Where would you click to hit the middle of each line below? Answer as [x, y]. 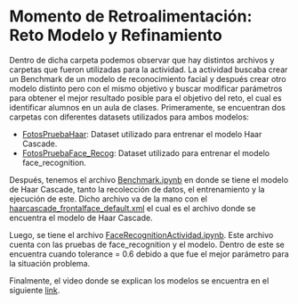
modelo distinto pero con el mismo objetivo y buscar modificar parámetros [146, 88]
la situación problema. [50, 263]
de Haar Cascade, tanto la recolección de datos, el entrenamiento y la [137, 189]
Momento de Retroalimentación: [131, 16]
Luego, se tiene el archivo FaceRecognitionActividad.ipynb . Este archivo [141, 234]
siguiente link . [35, 290]
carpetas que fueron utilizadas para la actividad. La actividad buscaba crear [149, 70]
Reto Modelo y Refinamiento [116, 35]
